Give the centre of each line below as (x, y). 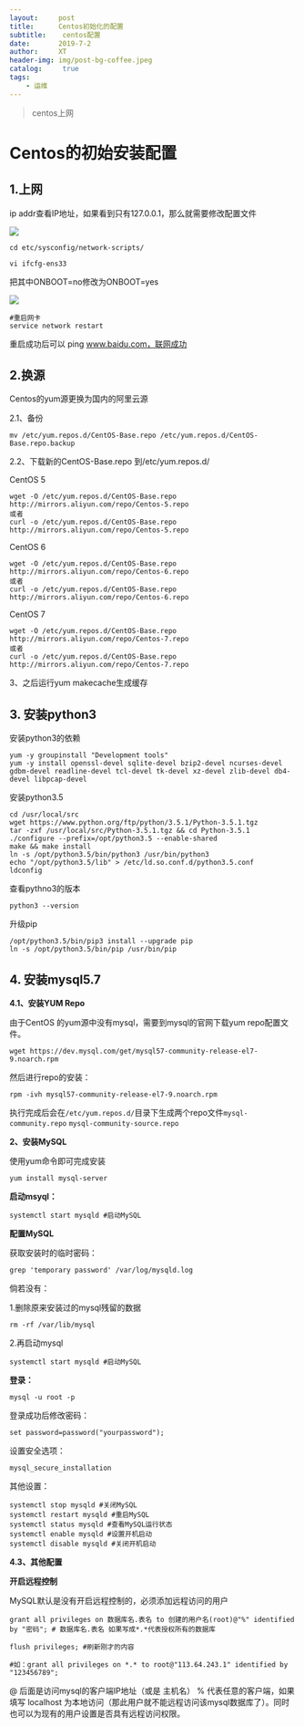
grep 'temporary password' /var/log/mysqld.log (101, 1270)
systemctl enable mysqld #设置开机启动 (81, 1535)
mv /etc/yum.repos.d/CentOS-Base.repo (83, 436)
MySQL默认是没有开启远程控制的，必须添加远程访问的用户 (119, 1601)
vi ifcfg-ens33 (38, 264)
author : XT (38, 52)
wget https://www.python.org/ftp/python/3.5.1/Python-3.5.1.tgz (134, 823)
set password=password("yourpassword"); (87, 1433)
